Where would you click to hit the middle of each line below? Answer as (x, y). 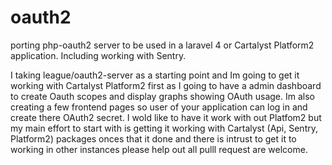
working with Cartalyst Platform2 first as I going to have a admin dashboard (166, 85)
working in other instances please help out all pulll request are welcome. (159, 149)
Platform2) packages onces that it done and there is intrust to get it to (153, 138)
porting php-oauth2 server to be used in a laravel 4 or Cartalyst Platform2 (162, 45)
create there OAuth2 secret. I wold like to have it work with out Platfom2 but (166, 117)
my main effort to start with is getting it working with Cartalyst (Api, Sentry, (164, 128)
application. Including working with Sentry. (98, 55)
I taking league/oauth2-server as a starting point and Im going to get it (155, 75)
